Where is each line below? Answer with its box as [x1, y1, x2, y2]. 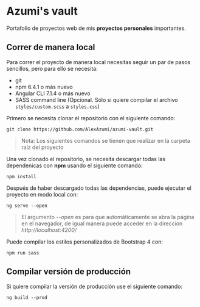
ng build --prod [6, 294, 47, 300]
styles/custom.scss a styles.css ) [15, 103, 100, 110]
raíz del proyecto [21, 143, 64, 151]
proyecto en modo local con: [6, 190, 78, 198]
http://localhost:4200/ [21, 226, 77, 233]
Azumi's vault [6, 4, 78, 18]
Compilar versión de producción [6, 267, 131, 277]
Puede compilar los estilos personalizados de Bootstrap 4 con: [6, 238, 163, 245]
